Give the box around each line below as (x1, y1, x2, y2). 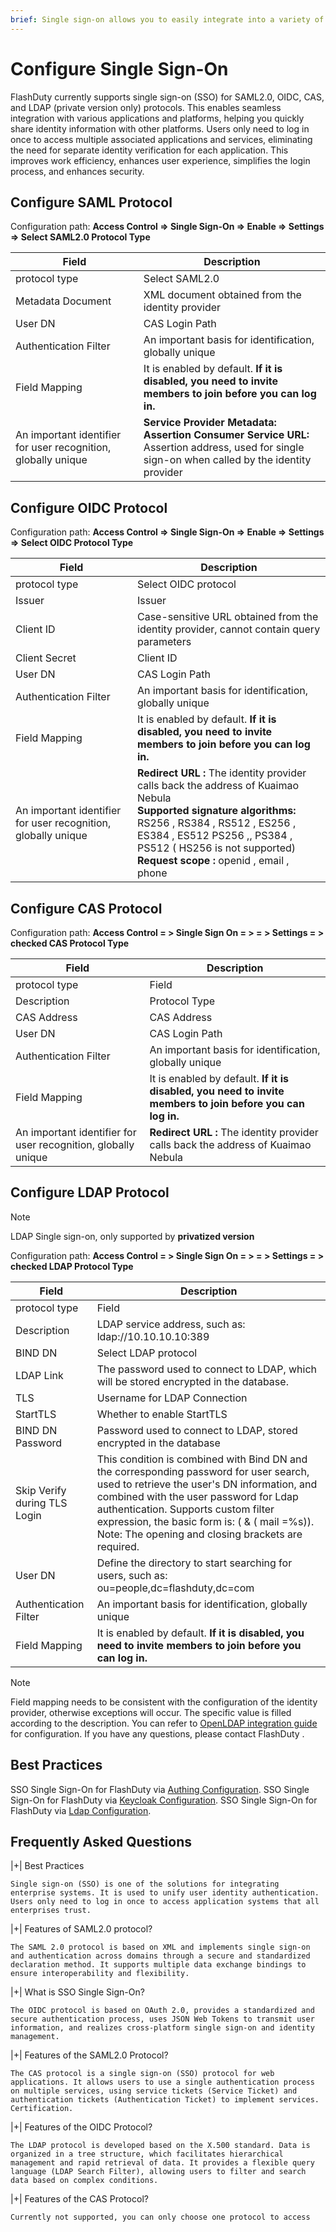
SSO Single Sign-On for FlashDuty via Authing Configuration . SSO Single (10, 1783, 310, 1795)
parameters (137, 635, 192, 649)
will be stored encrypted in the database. (96, 1374, 289, 1388)
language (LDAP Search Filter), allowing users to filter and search (10, 2167, 307, 2177)
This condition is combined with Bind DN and (96, 1452, 308, 1466)
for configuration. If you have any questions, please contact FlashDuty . (10, 1727, 305, 1740)
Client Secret (15, 651, 77, 665)
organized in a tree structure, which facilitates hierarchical (10, 2149, 284, 2160)
